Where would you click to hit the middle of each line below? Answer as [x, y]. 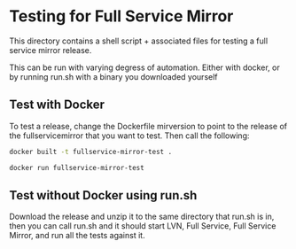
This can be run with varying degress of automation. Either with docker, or [145, 67]
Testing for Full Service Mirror [121, 16]
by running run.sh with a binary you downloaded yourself [114, 76]
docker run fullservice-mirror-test [77, 167]
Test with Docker [57, 105]
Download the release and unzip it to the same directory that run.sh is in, [142, 217]
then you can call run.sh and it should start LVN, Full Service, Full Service [143, 226]
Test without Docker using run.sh [103, 195]
